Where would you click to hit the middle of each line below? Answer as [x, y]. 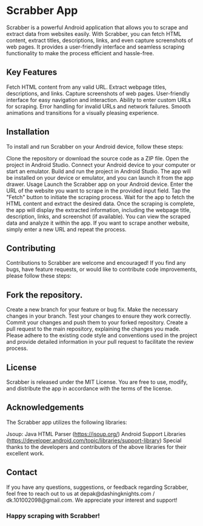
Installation [28, 132]
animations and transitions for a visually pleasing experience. [82, 112]
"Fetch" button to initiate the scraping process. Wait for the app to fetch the [100, 197]
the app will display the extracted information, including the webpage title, [99, 210]
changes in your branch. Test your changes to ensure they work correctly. [99, 316]
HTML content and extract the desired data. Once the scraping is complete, [101, 203]
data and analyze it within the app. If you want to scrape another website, [98, 223]
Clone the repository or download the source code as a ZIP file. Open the [98, 158]
